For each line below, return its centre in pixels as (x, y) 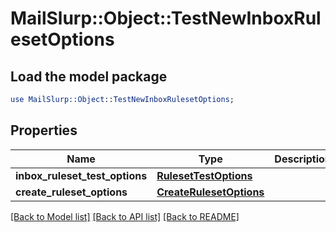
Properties (44, 130)
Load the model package (89, 76)
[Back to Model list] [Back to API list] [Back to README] (125, 216)
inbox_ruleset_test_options (81, 175)
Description (303, 159)
